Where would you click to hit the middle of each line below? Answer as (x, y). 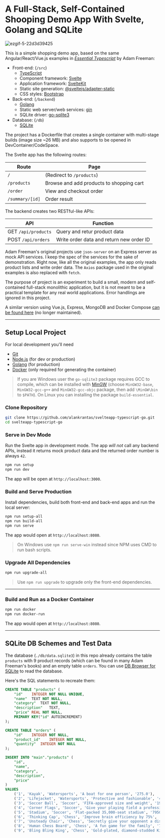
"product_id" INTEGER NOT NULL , (50, 740)
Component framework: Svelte (51, 78)
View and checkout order (74, 191)
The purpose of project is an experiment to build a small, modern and (75, 282)
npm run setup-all (24, 517)
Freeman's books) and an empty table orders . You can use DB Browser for (80, 666)
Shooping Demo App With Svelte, (74, 19)
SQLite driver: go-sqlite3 (44, 114)
